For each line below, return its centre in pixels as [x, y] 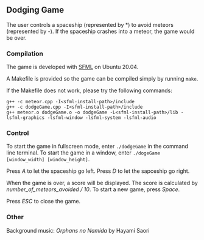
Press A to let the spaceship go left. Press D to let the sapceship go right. [98, 171]
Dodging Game [35, 10]
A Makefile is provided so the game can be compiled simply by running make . [102, 79]
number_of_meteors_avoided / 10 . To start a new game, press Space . [93, 189]
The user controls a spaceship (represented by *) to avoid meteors [90, 24]
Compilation [25, 53]
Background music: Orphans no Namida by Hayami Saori [78, 230]
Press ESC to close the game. [44, 202]
